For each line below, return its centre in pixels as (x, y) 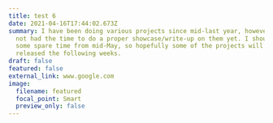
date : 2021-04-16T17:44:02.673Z (63, 23)
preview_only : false (50, 106)
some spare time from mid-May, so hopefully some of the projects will (140, 46)
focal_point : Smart (49, 99)
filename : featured (49, 91)
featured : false (36, 69)
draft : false (30, 61)
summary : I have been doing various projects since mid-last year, (125, 31)
